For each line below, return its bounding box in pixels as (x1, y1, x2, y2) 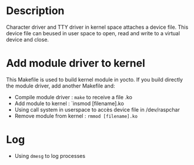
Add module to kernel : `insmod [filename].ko (14, 100, 125, 107)
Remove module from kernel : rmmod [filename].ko (14, 112, 138, 119)
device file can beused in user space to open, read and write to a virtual (6, 29, 180, 36)
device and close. (6, 36, 49, 43)
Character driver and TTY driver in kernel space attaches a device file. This (6, 23, 189, 31)
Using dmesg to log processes (14, 152, 86, 159)
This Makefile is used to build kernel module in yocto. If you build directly (6, 76, 183, 83)
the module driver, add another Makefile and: (6, 82, 115, 89)
